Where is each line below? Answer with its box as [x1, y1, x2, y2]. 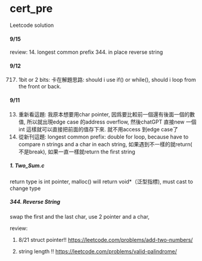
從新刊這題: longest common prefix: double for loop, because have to [18, 133, 189, 140]
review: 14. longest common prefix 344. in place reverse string [10, 48, 163, 56]
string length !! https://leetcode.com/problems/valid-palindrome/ [18, 248, 178, 255]
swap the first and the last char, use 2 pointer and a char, [10, 213, 150, 220]
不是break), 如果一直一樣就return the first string [18, 148, 136, 155]
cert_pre [10, 2, 53, 16]
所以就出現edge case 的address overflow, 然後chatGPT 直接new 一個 [26, 118, 197, 125]
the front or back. [18, 83, 62, 90]
